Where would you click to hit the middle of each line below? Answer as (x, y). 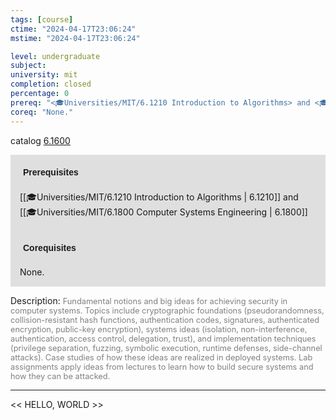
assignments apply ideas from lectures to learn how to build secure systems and (162, 366)
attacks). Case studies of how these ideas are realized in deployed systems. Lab (161, 357)
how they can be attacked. (60, 376)
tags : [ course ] (42, 19)
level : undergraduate (55, 56)
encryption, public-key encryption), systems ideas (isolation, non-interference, (159, 329)
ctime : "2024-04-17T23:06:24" (73, 29)
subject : (28, 66)
